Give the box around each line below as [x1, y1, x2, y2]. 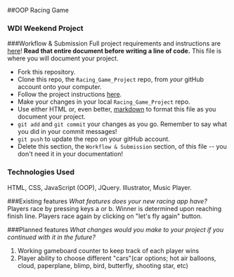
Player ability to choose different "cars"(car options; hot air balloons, [17, 254, 216, 262]
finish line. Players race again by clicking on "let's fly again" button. [7, 212, 202, 220]
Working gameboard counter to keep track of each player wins [17, 246, 200, 255]
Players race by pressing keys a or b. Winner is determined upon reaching [7, 204, 222, 212]
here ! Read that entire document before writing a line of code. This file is [7, 47, 222, 55]
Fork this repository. [17, 68, 76, 76]
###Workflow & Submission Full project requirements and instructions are [7, 39, 221, 48]
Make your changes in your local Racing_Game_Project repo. [17, 97, 191, 106]
